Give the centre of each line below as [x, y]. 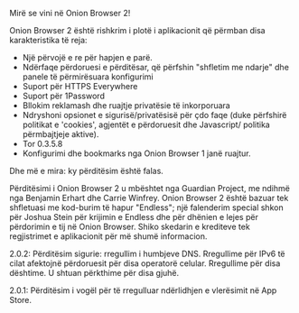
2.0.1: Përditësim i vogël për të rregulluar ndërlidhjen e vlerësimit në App [143, 290]
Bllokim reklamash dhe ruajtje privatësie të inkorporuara [126, 106]
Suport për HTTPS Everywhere [80, 86]
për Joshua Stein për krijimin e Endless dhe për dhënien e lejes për [134, 217]
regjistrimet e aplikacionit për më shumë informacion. [108, 236]
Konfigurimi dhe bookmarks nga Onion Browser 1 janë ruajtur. [136, 153]
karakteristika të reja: [48, 40]
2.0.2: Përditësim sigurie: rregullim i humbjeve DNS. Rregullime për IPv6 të [147, 253]
